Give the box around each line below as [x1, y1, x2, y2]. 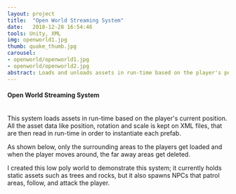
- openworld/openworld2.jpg [7, 63, 90, 70]
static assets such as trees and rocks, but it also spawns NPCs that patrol [7, 171, 220, 179]
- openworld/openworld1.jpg [7, 56, 90, 63]
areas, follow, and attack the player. [7, 179, 110, 187]
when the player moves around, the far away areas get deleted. [7, 150, 191, 158]
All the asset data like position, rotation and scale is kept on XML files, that [7, 121, 223, 130]
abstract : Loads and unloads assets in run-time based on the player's [7, 69, 221, 76]
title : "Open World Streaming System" [7, 17, 124, 24]
